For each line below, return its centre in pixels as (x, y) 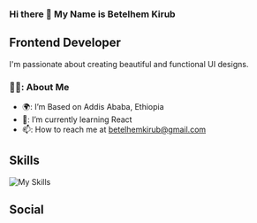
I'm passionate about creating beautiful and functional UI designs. (129, 64)
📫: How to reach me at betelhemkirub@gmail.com (114, 130)
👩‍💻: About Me (39, 87)
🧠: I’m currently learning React (77, 119)
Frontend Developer (65, 43)
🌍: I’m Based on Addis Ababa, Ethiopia (93, 107)
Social (26, 210)
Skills (24, 161)
